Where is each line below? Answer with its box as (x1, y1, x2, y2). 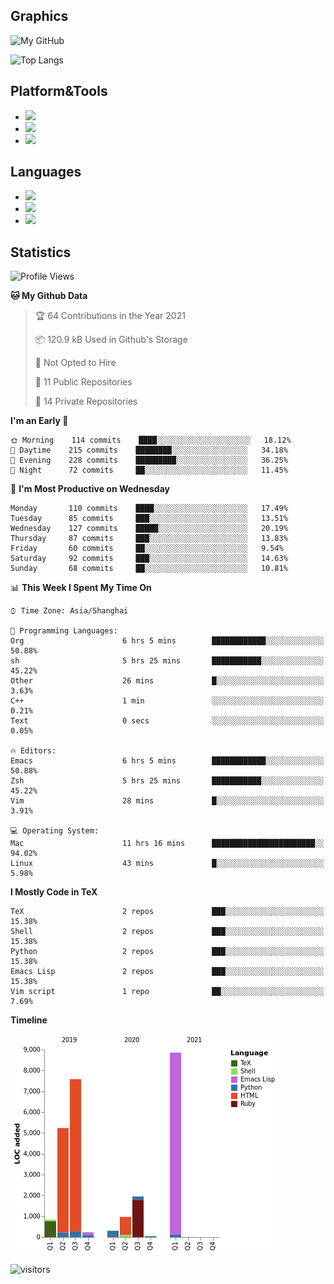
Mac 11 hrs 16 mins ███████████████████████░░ (10, 839, 325, 849)
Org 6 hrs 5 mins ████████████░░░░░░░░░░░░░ (10, 636, 325, 646)
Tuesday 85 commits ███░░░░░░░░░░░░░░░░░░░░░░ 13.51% (10, 514, 288, 524)
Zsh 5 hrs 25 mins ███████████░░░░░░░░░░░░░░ (10, 776, 325, 786)
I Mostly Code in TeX (10, 886, 98, 898)
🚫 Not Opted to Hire (34, 357, 117, 369)
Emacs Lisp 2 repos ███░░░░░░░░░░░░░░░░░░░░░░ (10, 967, 325, 977)
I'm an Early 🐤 (10, 415, 69, 427)
